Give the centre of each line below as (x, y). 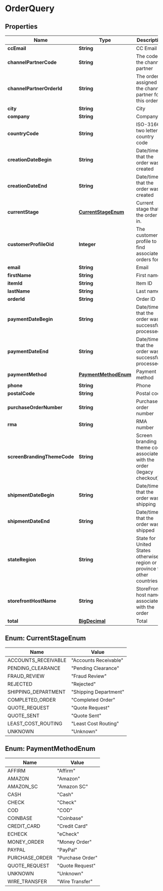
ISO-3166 (148, 124)
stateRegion (22, 559)
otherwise (147, 557)
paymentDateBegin (30, 319)
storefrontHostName (32, 601)
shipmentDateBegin (31, 495)
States (143, 550)
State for (146, 538)
